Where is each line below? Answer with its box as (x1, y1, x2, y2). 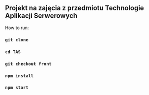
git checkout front (5, 61, 52, 66)
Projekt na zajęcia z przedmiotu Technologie (5, 4, 144, 12)
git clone (5, 37, 29, 42)
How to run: (5, 25, 29, 31)
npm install (5, 73, 34, 78)
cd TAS (5, 49, 21, 55)
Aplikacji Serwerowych (5, 12, 78, 20)
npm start (5, 85, 29, 91)
